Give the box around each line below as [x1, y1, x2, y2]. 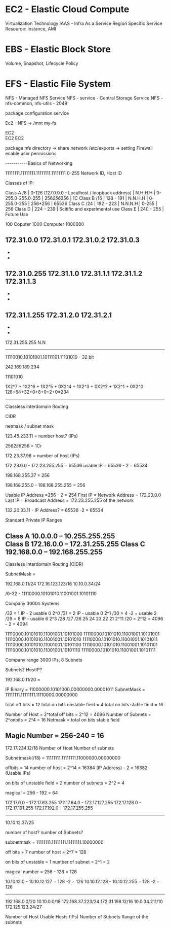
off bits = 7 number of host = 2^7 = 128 [5, 849, 87, 855]
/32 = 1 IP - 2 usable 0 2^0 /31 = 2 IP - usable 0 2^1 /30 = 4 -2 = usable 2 [5, 610, 157, 616]
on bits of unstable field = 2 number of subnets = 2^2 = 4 [5, 780, 125, 786]
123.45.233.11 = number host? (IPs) [5, 433, 78, 439]
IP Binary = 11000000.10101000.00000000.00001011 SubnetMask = [5, 686, 146, 693]
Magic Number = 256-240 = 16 [5, 732, 105, 740]
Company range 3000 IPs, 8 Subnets [5, 657, 82, 663]
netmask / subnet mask [5, 423, 54, 429]
